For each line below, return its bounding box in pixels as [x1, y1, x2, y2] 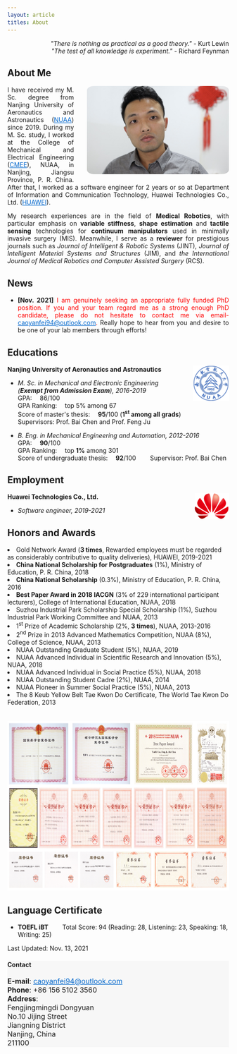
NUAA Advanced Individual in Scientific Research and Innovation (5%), [16, 653, 222, 661]
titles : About [7, 18, 49, 26]
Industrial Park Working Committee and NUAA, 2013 [7, 613, 158, 622]
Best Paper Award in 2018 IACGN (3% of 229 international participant [16, 590, 219, 599]
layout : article [7, 11, 55, 18]
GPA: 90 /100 [17, 438, 61, 447]
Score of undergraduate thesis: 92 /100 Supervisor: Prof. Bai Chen [17, 454, 227, 462]
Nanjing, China [7, 1029, 56, 1038]
